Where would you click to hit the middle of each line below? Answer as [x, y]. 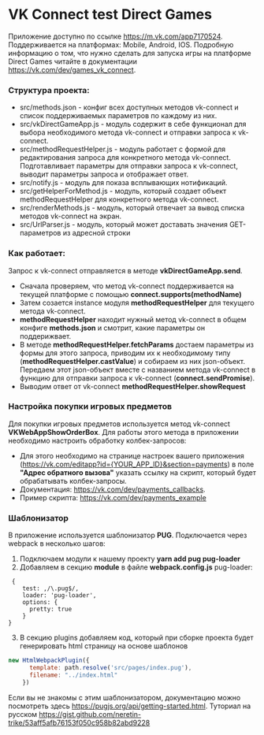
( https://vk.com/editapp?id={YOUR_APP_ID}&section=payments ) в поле [137, 464]
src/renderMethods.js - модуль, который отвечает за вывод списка [132, 208]
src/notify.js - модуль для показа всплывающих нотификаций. [123, 183]
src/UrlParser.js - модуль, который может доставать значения [124, 225]
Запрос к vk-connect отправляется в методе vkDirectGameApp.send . [125, 270]
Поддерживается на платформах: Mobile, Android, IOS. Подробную [121, 44]
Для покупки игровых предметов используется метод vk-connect [119, 424]
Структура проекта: [49, 90]
